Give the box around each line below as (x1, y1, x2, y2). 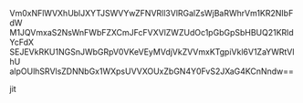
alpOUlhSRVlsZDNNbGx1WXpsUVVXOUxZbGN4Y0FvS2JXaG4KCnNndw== (9, 66, 295, 77)
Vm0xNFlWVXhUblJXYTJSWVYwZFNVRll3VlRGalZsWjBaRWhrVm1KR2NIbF (9, 8, 294, 18)
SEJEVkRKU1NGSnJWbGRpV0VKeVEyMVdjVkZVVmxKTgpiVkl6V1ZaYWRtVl (9, 46, 295, 57)
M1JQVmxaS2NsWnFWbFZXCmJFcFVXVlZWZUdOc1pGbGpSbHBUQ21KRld (9, 27, 294, 37)
